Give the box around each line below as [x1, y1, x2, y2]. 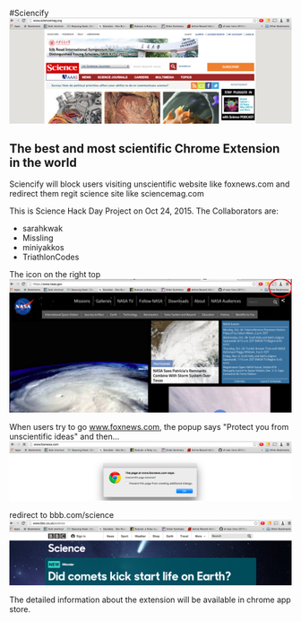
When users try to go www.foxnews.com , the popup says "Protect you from [9, 421, 289, 432]
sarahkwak [21, 223, 64, 234]
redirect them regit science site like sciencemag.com [9, 188, 204, 199]
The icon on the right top [9, 269, 101, 280]
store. [9, 603, 31, 614]
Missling [21, 232, 54, 243]
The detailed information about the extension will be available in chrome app [9, 594, 291, 605]
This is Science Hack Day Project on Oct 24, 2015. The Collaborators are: [9, 206, 279, 216]
